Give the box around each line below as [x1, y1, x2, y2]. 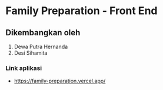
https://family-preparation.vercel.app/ [14, 78, 106, 85]
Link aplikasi [5, 64, 42, 72]
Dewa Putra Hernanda [14, 43, 68, 50]
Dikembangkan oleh [5, 28, 81, 38]
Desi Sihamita [14, 49, 48, 56]
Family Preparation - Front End [5, 4, 158, 18]
